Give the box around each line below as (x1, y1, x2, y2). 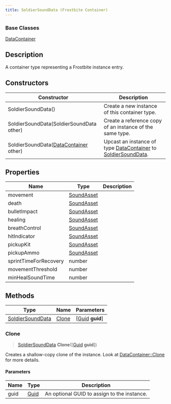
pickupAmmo (8, 250, 40, 257)
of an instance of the (103, 123, 154, 130)
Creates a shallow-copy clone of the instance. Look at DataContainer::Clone (5, 352, 165, 358)
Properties (5, 168, 40, 176)
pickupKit (8, 241, 31, 248)
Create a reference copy (103, 117, 162, 124)
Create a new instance (103, 102, 158, 109)
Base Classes (5, 24, 40, 31)
